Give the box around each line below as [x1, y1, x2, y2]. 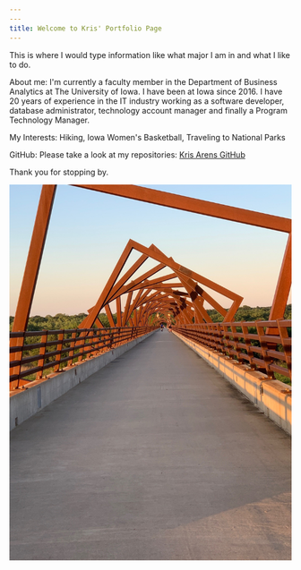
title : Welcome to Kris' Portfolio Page [9, 23, 163, 33]
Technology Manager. [9, 115, 90, 125]
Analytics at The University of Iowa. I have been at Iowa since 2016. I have [9, 86, 283, 97]
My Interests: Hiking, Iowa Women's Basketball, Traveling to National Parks [9, 132, 286, 142]
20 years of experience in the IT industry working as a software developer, [9, 95, 285, 106]
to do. [9, 59, 31, 70]
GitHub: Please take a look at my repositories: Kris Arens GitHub [9, 149, 246, 160]
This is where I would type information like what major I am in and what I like [9, 49, 291, 60]
